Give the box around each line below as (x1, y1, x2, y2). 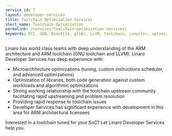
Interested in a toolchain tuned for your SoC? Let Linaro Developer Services (5, 120, 165, 125)
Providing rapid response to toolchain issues (12, 99, 106, 105)
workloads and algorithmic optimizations (12, 82, 99, 88)
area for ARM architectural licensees (12, 109, 90, 116)
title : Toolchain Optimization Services (5, 17, 93, 22)
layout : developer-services (5, 12, 66, 17)
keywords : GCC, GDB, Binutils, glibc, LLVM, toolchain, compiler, (5, 31, 150, 36)
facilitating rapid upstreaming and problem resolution (12, 93, 125, 99)
